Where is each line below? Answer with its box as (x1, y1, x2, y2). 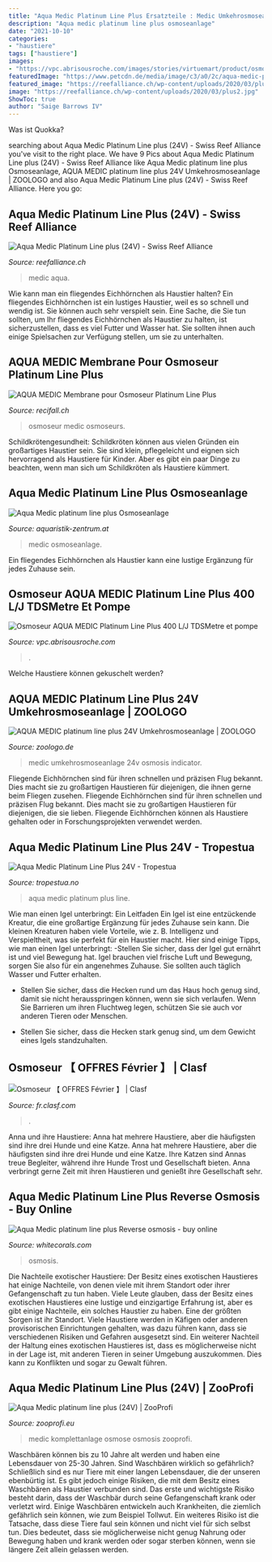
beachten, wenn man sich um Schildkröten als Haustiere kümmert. (8, 462, 230, 472)
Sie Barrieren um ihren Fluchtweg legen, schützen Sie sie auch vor (19, 1002, 243, 1012)
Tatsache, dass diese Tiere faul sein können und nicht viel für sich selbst (8, 1519, 251, 1529)
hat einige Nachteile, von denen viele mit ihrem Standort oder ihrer (8, 1280, 231, 1290)
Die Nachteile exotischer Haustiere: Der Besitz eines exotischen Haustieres (8, 1271, 258, 1281)
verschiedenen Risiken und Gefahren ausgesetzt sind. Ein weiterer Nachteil (8, 1331, 259, 1341)
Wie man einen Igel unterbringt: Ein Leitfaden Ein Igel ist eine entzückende (8, 909, 257, 919)
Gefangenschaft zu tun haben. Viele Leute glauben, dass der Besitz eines (8, 1288, 253, 1298)
